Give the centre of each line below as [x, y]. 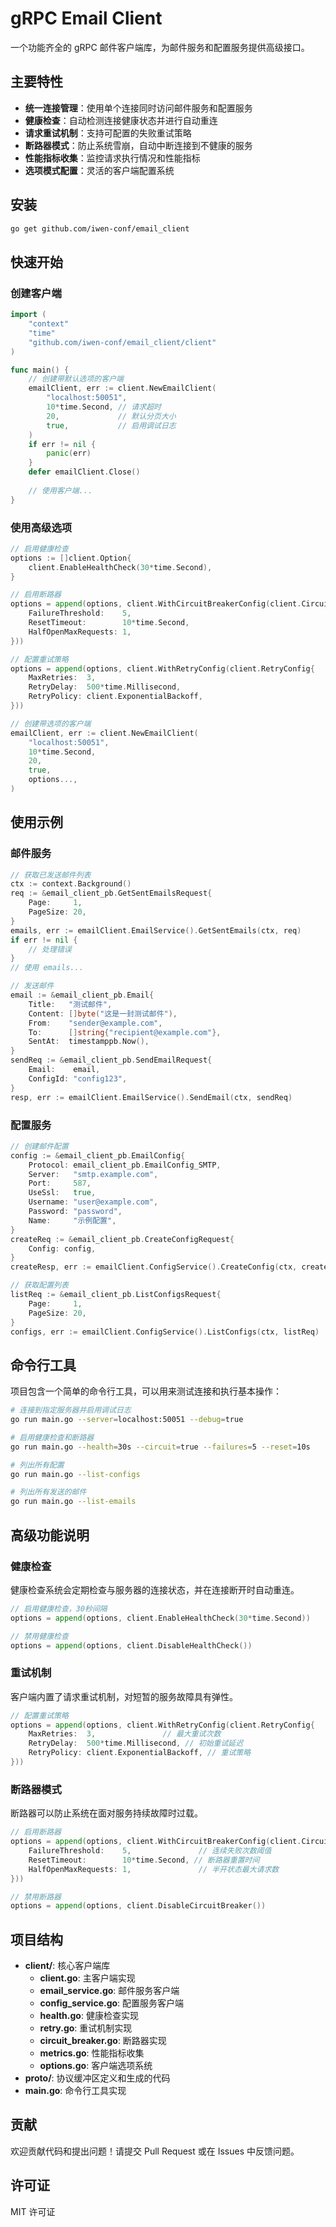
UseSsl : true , [62, 1193]
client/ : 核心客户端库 [67, 1966]
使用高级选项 [41, 527]
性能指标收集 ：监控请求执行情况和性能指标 [112, 158]
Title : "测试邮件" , [70, 1004]
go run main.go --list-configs [75, 1474]
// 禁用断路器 [36, 1897]
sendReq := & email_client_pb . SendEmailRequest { [111, 1060]
